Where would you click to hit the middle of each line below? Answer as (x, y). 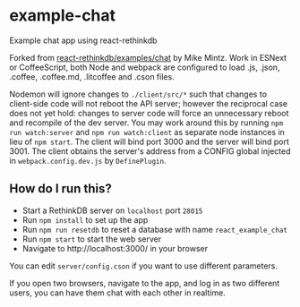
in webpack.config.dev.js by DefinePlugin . (88, 160)
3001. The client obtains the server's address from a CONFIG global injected (150, 151)
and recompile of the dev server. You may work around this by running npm (146, 123)
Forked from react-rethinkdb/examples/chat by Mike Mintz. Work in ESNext (148, 57)
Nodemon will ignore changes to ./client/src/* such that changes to (138, 94)
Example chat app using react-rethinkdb (83, 40)
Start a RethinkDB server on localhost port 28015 (112, 210)
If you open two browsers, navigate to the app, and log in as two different (145, 283)
